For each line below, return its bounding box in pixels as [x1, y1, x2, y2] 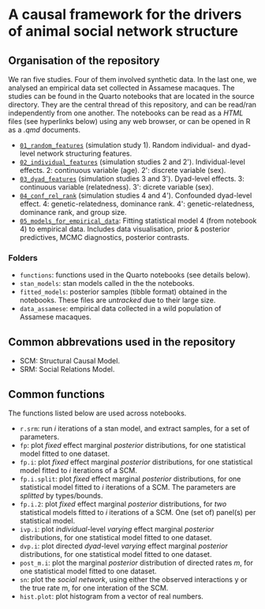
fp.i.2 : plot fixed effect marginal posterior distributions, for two [19, 499, 227, 509]
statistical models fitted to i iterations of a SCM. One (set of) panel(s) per [19, 507, 256, 517]
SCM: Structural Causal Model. [19, 356, 121, 366]
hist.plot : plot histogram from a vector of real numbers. [19, 591, 203, 601]
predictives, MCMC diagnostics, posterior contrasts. [19, 233, 190, 242]
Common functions [8, 387, 105, 400]
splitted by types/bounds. [19, 491, 103, 500]
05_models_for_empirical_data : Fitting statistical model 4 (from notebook [19, 216, 257, 225]
